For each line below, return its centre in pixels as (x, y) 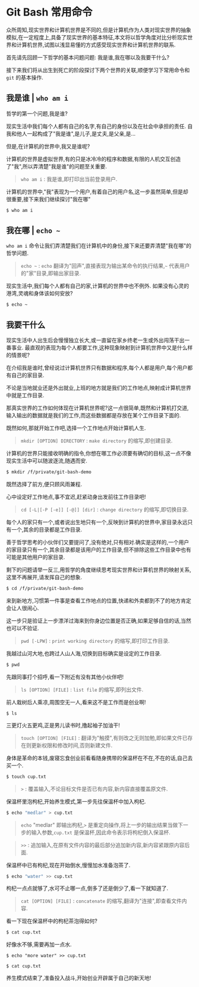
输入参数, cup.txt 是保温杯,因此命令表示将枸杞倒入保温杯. (101, 832)
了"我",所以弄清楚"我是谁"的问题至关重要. (57, 166)
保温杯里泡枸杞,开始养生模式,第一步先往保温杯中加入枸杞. (76, 801)
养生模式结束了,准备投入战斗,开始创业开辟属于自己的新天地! (79, 978)
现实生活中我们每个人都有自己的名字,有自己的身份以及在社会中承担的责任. (96, 126)
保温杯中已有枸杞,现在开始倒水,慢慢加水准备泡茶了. (68, 865)
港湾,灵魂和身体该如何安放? (40, 293)
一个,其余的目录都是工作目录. (47, 530)
